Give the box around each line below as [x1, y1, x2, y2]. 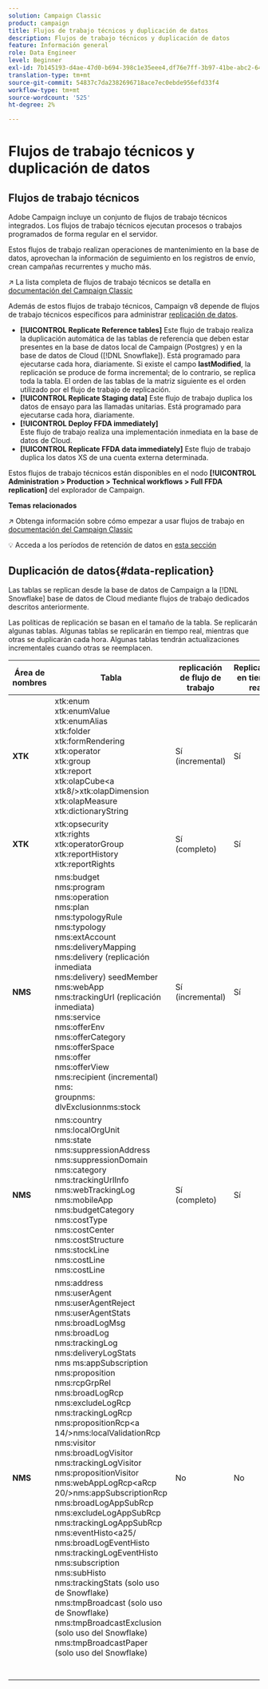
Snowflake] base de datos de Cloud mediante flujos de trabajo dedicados [8, 593, 250, 603]
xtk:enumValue [54, 705, 110, 717]
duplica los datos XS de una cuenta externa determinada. [19, 453, 209, 462]
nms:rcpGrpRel [54, 1377, 112, 1388]
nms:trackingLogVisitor [54, 1457, 142, 1468]
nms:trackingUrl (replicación [54, 991, 162, 1002]
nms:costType [54, 1214, 108, 1225]
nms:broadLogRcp [54, 1387, 124, 1398]
